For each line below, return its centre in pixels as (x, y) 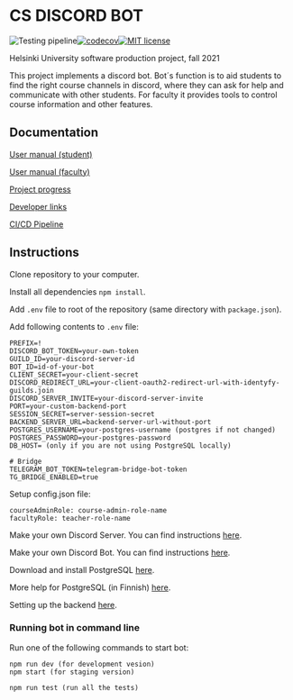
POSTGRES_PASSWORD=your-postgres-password (90, 438)
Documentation (54, 133)
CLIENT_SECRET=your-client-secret (74, 375)
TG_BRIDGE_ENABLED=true (54, 477)
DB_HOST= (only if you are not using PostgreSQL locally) (120, 445)
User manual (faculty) (50, 171)
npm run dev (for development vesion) (82, 664)
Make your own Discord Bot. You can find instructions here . (120, 552)
